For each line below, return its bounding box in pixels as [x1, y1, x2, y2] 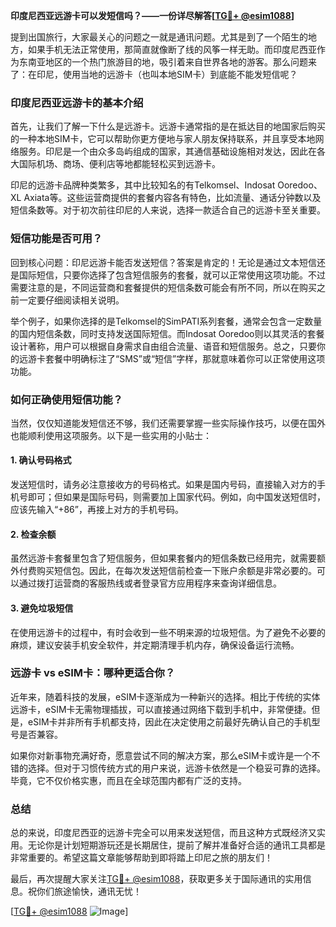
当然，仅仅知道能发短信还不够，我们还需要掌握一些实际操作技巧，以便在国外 [10, 417, 326, 429]
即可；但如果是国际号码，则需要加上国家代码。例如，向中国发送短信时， [27, 491, 326, 503]
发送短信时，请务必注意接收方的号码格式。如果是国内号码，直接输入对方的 [10, 479, 317, 491]
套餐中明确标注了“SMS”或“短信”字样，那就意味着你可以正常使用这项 [44, 352, 326, 364]
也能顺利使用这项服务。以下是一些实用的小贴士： [10, 429, 212, 441]
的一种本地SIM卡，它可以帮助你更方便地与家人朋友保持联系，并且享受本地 [10, 133, 316, 145]
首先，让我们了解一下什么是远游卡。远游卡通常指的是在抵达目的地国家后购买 [10, 120, 326, 133]
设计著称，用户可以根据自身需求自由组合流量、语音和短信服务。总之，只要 [10, 340, 317, 352]
